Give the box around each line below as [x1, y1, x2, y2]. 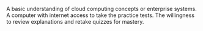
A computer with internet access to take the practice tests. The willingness [6, 12, 194, 19]
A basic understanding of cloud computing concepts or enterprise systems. [6, 5, 197, 12]
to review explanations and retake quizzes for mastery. [6, 18, 144, 25]
